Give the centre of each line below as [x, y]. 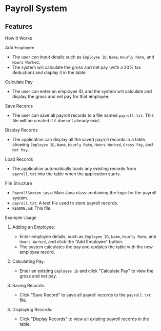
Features [19, 27]
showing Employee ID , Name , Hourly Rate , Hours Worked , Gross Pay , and [82, 145]
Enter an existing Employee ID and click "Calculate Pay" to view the [86, 271]
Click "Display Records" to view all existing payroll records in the [84, 319]
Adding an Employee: [33, 227]
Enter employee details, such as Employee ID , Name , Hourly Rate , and [88, 236]
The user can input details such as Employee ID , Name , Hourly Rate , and [83, 57]
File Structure [19, 183]
